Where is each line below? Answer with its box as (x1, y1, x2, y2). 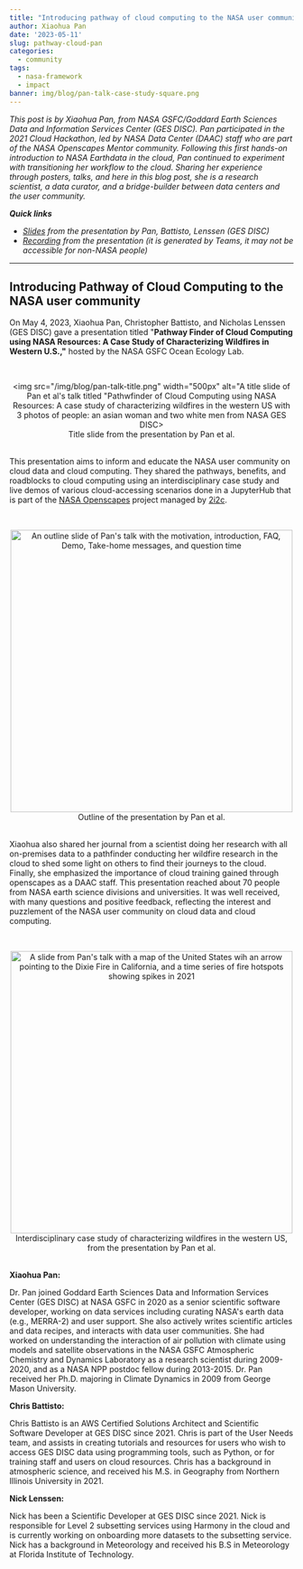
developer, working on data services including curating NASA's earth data (9, 1306, 284, 1317)
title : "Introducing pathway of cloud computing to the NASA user (9, 13, 264, 23)
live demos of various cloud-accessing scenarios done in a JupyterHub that (9, 485, 291, 496)
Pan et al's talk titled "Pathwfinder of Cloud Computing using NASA (26, 390, 277, 402)
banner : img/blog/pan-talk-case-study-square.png (9, 89, 200, 98)
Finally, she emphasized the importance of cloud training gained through (9, 868, 280, 879)
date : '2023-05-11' (9, 30, 83, 39)
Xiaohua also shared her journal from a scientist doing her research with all (9, 839, 289, 850)
